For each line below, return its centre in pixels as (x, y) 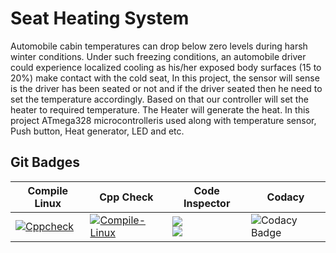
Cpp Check (126, 197)
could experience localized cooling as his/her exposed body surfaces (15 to (166, 67)
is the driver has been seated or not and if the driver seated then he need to (166, 88)
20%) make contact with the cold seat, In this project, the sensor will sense (165, 78)
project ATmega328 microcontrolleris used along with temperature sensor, (163, 120)
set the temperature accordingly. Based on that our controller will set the (159, 99)
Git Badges (45, 162)
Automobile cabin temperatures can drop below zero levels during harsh (159, 46)
